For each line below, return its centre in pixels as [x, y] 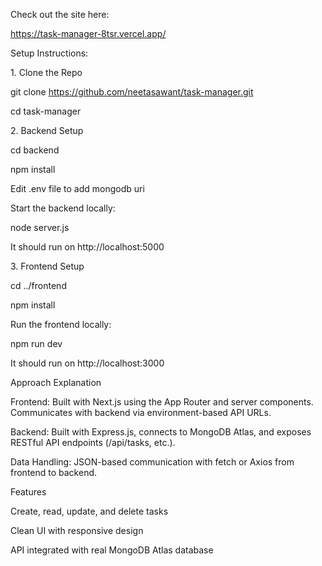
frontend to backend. [54, 472]
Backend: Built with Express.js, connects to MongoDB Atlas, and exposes [161, 432]
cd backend [35, 150]
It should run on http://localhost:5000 [87, 247]
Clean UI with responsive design [77, 530]
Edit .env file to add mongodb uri [77, 188]
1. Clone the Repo [46, 72]
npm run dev [36, 343]
